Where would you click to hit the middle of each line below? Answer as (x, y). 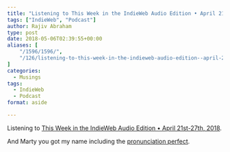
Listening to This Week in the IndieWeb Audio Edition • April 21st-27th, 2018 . (115, 128)
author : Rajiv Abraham (39, 26)
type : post (23, 33)
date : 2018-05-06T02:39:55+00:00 (55, 39)
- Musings (27, 77)
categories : (24, 71)
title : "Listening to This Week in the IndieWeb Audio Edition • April (111, 13)
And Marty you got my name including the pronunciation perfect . (99, 141)
